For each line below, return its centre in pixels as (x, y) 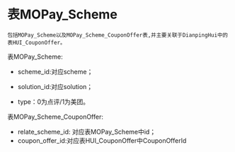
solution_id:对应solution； (55, 86)
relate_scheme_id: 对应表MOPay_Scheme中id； (87, 131)
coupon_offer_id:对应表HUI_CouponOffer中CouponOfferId (102, 140)
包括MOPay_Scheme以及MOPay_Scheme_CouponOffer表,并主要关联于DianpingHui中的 (118, 35)
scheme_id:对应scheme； (55, 71)
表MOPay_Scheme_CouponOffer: (56, 117)
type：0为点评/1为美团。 (53, 101)
